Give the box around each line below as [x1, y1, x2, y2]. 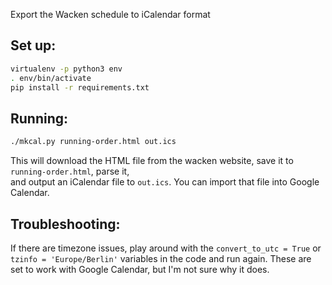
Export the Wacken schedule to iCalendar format [10, 9, 211, 20]
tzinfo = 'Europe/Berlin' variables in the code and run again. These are [10, 252, 312, 264]
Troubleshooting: [10, 215, 121, 233]
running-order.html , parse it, [10, 165, 130, 178]
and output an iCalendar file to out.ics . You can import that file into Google [10, 176, 320, 188]
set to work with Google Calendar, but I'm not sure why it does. [10, 263, 270, 275]
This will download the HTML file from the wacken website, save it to [10, 155, 294, 167]
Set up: [10, 37, 57, 54]
